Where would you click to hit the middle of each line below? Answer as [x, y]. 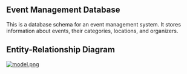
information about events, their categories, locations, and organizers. [92, 31]
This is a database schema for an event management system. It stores [94, 24]
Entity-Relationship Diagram [61, 50]
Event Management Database [63, 10]
